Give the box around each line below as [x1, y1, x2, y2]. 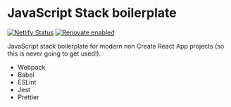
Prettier [17, 93, 39, 101]
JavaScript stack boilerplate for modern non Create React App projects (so [7, 42, 225, 50]
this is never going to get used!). [7, 49, 101, 58]
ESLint [17, 77, 37, 86]
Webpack [17, 63, 46, 71]
